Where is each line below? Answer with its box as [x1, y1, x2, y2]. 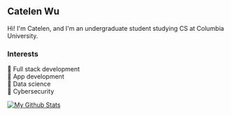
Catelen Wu [7, 6, 59, 17]
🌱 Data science [7, 80, 51, 88]
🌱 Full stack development [7, 65, 80, 73]
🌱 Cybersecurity [7, 87, 55, 96]
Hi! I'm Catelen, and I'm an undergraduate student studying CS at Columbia [7, 24, 225, 32]
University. [7, 31, 38, 40]
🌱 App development [7, 73, 64, 81]
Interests [7, 49, 38, 59]
